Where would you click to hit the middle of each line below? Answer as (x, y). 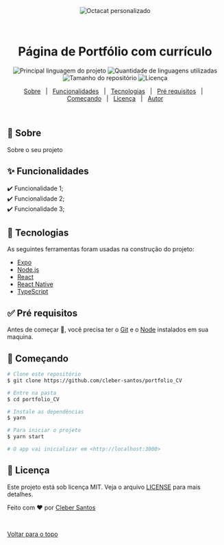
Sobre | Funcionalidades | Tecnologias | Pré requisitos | (113, 91)
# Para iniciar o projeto (44, 431)
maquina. (20, 337)
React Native (35, 284)
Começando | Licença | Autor (115, 98)
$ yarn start (26, 437)
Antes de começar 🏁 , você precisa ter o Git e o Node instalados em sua (108, 330)
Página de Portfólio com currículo (115, 52)
